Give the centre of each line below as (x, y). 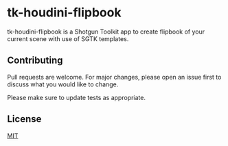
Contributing (35, 61)
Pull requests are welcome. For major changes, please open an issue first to (114, 77)
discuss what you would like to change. (63, 84)
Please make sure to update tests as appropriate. (77, 97)
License (24, 119)
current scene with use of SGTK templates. (68, 38)
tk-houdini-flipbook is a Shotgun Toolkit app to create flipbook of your (106, 32)
